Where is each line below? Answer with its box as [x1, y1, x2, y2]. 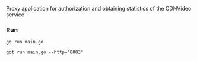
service [6, 11, 25, 18]
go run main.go [6, 39, 44, 45]
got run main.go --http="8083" [6, 49, 84, 55]
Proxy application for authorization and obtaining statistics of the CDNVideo [6, 5, 192, 12]
